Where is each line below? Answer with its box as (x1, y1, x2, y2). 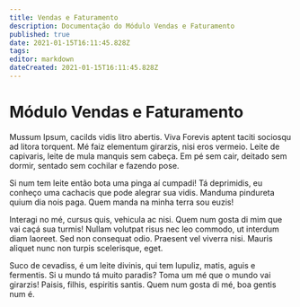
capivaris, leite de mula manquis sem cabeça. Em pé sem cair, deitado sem (9, 150, 287, 162)
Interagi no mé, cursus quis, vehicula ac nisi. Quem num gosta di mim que (9, 214, 283, 224)
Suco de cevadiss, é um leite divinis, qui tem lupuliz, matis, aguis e (9, 259, 256, 270)
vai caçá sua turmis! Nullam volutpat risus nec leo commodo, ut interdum (9, 224, 280, 234)
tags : (9, 47, 30, 56)
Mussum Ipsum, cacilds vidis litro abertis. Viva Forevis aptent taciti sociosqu (9, 131, 292, 142)
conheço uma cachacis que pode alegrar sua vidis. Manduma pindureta (9, 187, 276, 197)
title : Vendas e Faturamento (9, 13, 119, 22)
